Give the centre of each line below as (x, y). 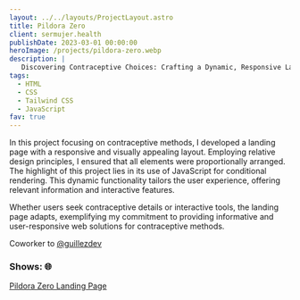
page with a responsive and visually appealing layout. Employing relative (142, 152)
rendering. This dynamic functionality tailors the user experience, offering (145, 180)
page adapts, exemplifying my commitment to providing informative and (142, 217)
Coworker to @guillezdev (56, 244)
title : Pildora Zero (48, 26)
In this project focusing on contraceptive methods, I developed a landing (142, 143)
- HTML (29, 84)
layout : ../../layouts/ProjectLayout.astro (92, 17)
